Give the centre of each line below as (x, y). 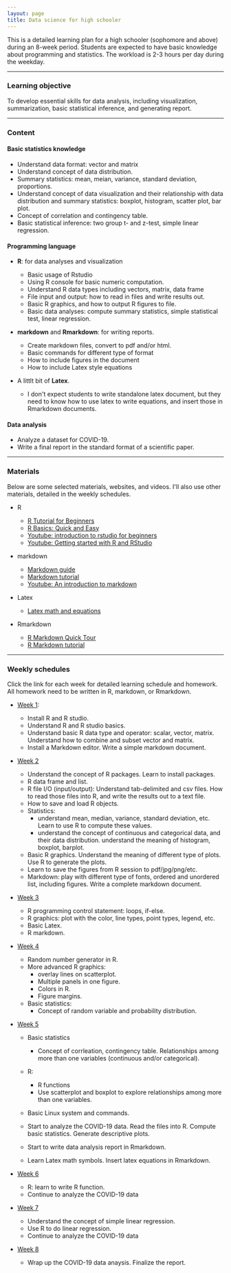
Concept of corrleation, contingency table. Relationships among (128, 1051)
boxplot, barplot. (61, 847)
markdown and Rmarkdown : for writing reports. (86, 332)
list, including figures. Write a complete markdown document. (114, 884)
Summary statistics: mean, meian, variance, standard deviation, (107, 179)
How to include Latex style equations (80, 368)
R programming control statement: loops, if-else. (96, 910)
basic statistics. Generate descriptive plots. (88, 1133)
